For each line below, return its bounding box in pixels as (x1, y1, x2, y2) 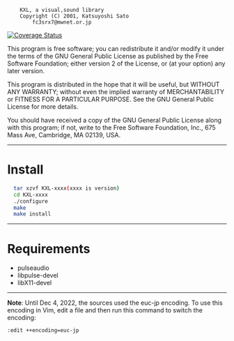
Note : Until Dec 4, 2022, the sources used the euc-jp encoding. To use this (7, 298, 223, 307)
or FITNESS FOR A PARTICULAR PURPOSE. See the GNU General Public (7, 95, 214, 103)
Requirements (7, 241, 91, 257)
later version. (7, 67, 45, 75)
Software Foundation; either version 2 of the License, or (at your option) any (7, 59, 226, 68)
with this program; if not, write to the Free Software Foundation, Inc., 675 (7, 123, 216, 132)
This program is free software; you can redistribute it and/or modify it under (7, 45, 225, 52)
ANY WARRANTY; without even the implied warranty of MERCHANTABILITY (7, 88, 225, 96)
